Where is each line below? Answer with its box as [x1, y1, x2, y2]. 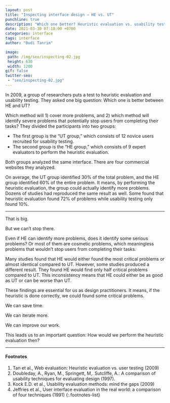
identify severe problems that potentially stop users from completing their [5, 118, 159, 124]
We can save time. [5, 302, 44, 308]
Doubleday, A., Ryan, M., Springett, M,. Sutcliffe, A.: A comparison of [12, 371, 156, 377]
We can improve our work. [5, 322, 61, 328]
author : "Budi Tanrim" [5, 41, 53, 46]
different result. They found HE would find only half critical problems [5, 267, 148, 273]
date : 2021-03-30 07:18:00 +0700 [5, 26, 76, 31]
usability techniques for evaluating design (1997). [12, 376, 115, 382]
